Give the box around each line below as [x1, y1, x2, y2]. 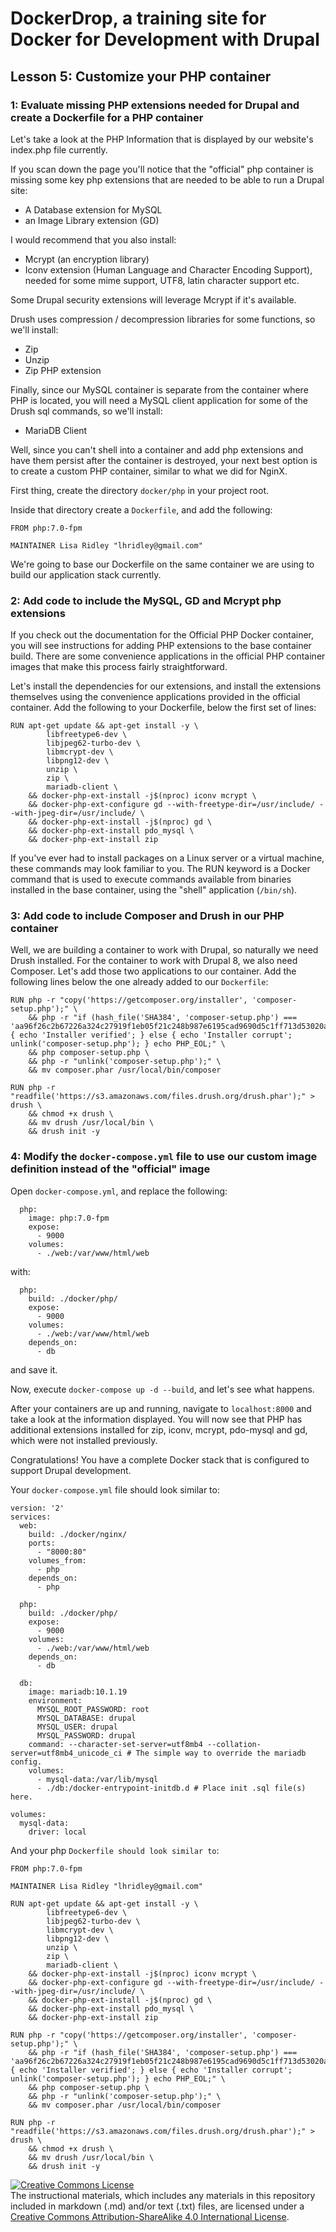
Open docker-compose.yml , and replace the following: [10, 1185, 228, 1197]
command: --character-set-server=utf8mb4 [28, 1739, 203, 1749]
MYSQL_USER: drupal [36, 1722, 118, 1732]
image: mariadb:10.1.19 [28, 1687, 128, 1697]
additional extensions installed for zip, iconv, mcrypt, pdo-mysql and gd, [10, 1423, 308, 1436]
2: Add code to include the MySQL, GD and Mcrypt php [10, 593, 282, 607]
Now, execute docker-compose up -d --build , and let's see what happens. [10, 1383, 315, 1395]
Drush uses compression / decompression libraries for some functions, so [10, 313, 316, 325]
